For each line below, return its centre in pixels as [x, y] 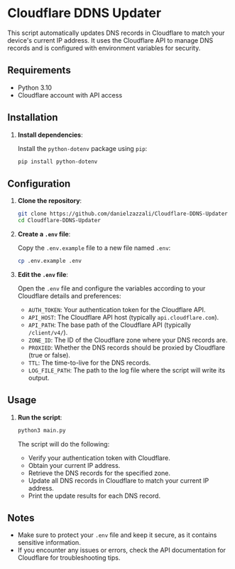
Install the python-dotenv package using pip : [82, 148]
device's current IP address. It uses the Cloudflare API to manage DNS [110, 40]
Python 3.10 [34, 88]
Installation [33, 118]
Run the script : [40, 417]
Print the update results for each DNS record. [94, 496]
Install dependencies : [50, 135]
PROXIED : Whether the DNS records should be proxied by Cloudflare [127, 348]
